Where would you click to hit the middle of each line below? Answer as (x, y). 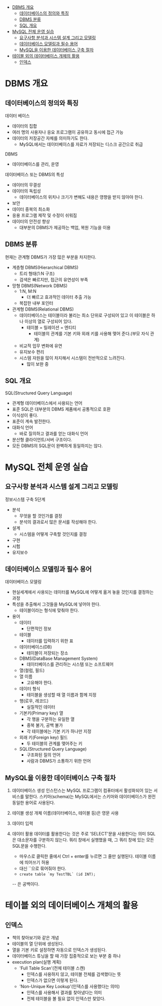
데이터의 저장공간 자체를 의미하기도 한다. (50, 138)
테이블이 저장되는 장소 (48, 653)
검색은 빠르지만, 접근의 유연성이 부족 (54, 279)
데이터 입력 (23, 824)
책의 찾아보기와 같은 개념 (35, 938)
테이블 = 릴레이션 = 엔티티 (51, 327)
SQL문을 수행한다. (29, 846)
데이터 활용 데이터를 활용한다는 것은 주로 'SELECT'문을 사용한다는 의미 (79, 834)
